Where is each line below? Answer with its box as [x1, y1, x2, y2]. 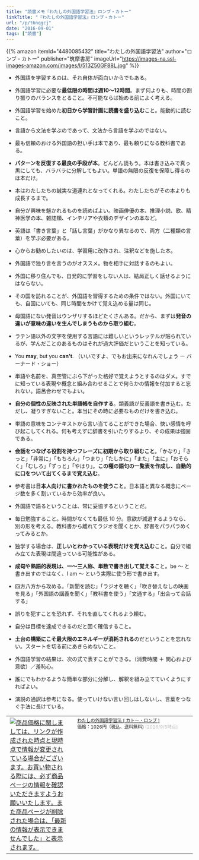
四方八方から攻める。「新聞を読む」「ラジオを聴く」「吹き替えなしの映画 [14, 583, 189, 590]
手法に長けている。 [20, 703, 67, 710]
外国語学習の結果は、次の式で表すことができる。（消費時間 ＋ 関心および [14, 656, 192, 663]
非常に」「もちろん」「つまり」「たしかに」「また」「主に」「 [33, 455, 174, 462]
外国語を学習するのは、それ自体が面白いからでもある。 [14, 74, 150, 81]
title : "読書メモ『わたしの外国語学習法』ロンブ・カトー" [6, 8, 131, 15]
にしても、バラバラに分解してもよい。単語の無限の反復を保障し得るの [20, 167, 191, 174]
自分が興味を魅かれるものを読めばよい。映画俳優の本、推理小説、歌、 [14, 207, 187, 214]
